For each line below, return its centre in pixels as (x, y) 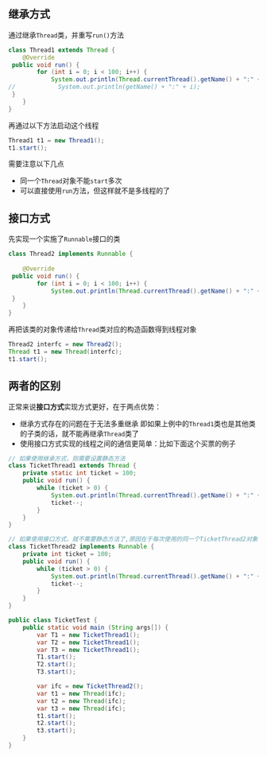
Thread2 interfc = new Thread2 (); (66, 344)
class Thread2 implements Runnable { (71, 254)
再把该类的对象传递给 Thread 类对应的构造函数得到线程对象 (103, 329)
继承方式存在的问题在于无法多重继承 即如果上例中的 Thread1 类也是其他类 (137, 423)
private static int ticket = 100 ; (79, 473)
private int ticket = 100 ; (67, 554)
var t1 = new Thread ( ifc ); (81, 693)
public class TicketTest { (53, 620)
